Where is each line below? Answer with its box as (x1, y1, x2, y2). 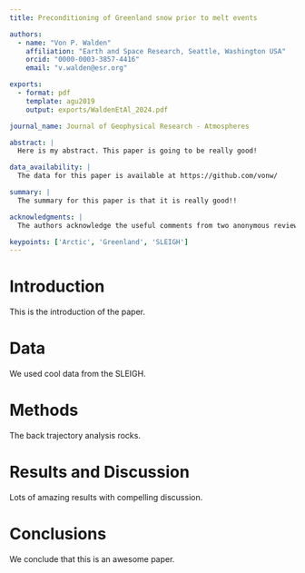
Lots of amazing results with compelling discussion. (9, 492, 203, 502)
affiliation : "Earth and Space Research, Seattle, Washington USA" (25, 46, 286, 55)
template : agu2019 (25, 96, 95, 105)
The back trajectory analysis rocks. (9, 430, 141, 441)
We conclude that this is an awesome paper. (9, 553, 175, 564)
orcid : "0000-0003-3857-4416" (25, 55, 141, 64)
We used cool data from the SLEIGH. (9, 369, 147, 380)
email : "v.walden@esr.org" (25, 64, 128, 73)
